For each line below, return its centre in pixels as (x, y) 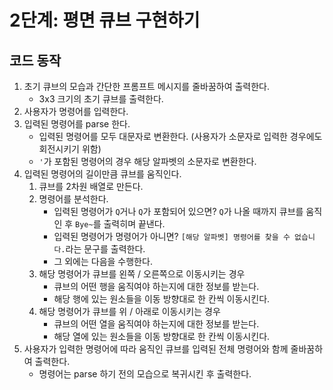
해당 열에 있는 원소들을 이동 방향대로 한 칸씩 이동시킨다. (162, 336)
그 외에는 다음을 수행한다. (103, 261)
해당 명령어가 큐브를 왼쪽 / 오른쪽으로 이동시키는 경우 (142, 274)
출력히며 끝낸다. (134, 224)
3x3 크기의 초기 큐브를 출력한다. (101, 99)
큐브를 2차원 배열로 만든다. (91, 186)
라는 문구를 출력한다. (105, 249)
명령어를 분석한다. (73, 199)
